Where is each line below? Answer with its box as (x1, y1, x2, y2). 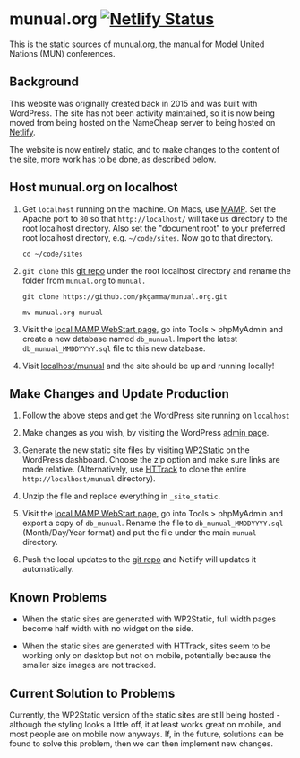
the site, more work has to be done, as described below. (9, 154, 217, 164)
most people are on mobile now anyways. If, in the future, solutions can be (9, 728, 284, 739)
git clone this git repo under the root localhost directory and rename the (21, 265, 291, 276)
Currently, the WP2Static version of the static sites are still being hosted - (9, 710, 280, 720)
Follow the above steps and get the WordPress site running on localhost (21, 410, 290, 421)
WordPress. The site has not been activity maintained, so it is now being (9, 108, 276, 119)
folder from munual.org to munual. (21, 275, 146, 286)
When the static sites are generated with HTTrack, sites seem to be (21, 640, 271, 651)
